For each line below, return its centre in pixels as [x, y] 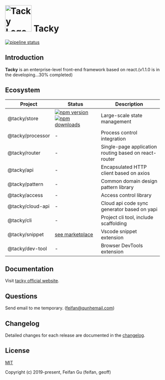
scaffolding [114, 223]
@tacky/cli [20, 220]
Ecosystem [23, 90]
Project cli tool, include [127, 217]
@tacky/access [25, 195]
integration [113, 138]
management [116, 121]
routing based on [121, 153]
